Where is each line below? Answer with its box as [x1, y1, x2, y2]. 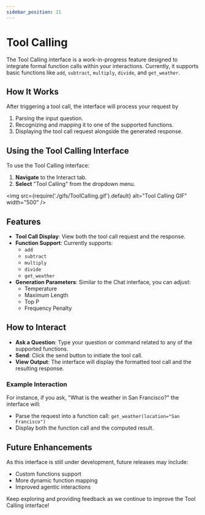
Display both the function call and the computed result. [15, 424, 154, 432]
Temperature [24, 285, 57, 292]
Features [6, 216, 41, 227]
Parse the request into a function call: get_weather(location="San [15, 412, 180, 420]
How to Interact [6, 322, 66, 333]
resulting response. [15, 365, 64, 372]
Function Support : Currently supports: [15, 239, 113, 246]
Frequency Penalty [24, 304, 72, 312]
